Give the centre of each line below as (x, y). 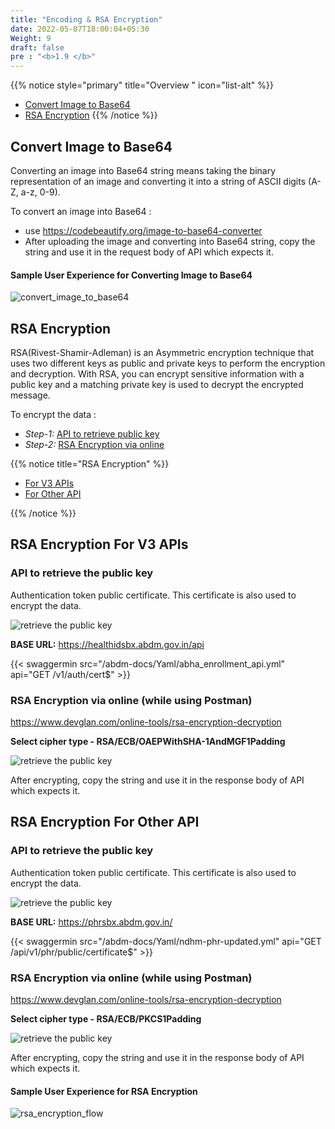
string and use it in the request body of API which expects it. (149, 252)
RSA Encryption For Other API (105, 822)
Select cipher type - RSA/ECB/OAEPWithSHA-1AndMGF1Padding (148, 741)
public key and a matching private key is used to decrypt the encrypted (157, 384)
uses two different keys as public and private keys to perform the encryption (168, 363)
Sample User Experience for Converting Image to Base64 (131, 275)
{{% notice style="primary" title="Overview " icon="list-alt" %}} (142, 85)
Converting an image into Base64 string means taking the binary (143, 170)
